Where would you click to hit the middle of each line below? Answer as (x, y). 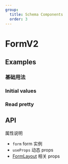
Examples (21, 62)
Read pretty (20, 104)
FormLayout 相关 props (36, 156)
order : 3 (19, 19)
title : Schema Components (36, 14)
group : (12, 10)
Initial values (21, 91)
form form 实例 (27, 144)
